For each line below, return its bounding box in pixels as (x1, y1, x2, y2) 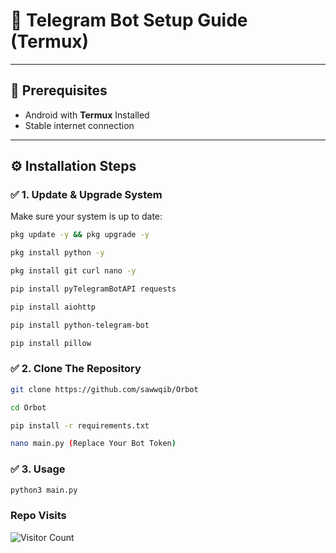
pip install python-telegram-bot (10, 320, 150, 330)
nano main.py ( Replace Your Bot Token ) (10, 439, 177, 449)
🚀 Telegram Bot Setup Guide (10, 9, 248, 32)
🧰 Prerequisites (10, 82, 108, 99)
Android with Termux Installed (24, 109, 150, 121)
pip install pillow (10, 338, 92, 348)
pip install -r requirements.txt (10, 420, 150, 431)
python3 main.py (10, 485, 78, 495)
